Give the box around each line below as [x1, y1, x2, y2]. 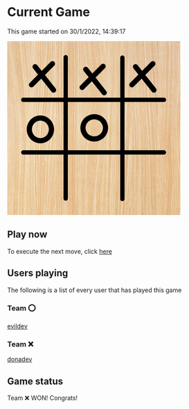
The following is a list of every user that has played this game [7, 286, 182, 294]
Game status [7, 375, 64, 387]
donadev [7, 355, 33, 364]
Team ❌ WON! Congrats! [7, 394, 78, 402]
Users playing [7, 267, 69, 279]
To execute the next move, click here [7, 247, 113, 255]
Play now [7, 229, 48, 241]
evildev [7, 321, 28, 330]
